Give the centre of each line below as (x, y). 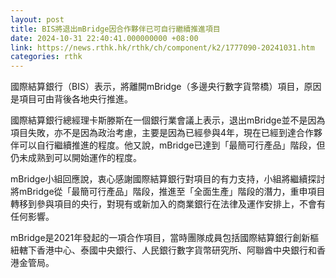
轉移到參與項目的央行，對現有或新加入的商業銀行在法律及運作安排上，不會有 (168, 204)
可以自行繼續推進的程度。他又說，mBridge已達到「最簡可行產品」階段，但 (172, 145)
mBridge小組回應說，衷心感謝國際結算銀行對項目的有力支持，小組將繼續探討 (168, 179)
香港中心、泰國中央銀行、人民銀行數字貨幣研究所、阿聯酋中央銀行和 (176, 250)
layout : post (37, 19)
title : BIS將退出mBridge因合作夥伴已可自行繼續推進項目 (115, 29)
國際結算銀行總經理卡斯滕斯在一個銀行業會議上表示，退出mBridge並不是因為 (168, 120)
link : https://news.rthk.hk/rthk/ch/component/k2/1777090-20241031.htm (162, 47)
